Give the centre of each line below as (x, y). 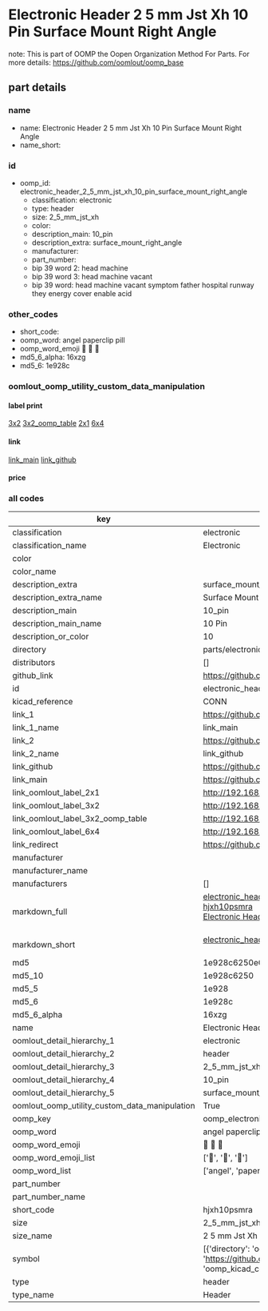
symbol (26, 1259)
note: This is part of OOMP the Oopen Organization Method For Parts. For (129, 54)
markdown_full (40, 912)
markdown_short (44, 944)
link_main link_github (43, 459)
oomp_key (32, 1119)
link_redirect (35, 844)
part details (37, 88)
